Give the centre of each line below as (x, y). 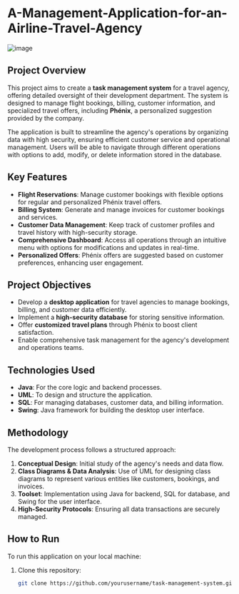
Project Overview (47, 70)
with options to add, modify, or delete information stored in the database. (115, 154)
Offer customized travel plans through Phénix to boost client (107, 325)
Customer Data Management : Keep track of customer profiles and (116, 225)
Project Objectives (49, 285)
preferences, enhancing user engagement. (81, 263)
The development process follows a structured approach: (92, 450)
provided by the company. (46, 118)
